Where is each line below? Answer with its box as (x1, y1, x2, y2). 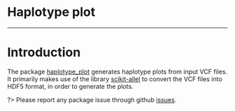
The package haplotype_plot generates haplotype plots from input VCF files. (7, 67, 228, 76)
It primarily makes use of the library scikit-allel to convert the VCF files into (7, 74, 222, 83)
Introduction (7, 44, 81, 60)
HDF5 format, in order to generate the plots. (7, 82, 134, 90)
